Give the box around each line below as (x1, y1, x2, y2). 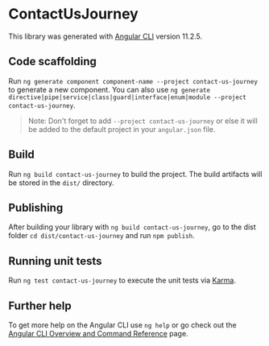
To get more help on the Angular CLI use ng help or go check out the (8, 320, 237, 330)
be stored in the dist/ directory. (8, 178, 114, 187)
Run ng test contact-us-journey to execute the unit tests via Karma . (8, 275, 236, 286)
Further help (8, 299, 72, 312)
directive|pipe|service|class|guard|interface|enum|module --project (8, 93, 247, 101)
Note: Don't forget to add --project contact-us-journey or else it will (27, 116, 258, 126)
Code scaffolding (8, 55, 97, 68)
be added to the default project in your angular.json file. (27, 124, 216, 134)
